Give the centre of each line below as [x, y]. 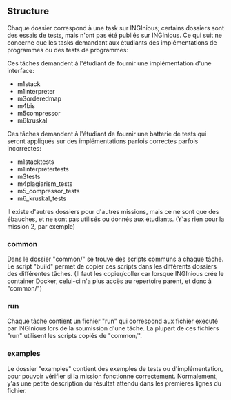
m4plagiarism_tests [45, 183]
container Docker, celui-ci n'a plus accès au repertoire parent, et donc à [109, 281]
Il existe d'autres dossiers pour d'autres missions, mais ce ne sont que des [113, 211]
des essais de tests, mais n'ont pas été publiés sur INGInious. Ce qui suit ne [115, 35]
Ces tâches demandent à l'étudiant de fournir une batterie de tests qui [107, 134]
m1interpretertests [43, 169]
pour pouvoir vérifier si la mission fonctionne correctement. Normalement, [112, 376]
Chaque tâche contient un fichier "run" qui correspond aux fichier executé [113, 321]
